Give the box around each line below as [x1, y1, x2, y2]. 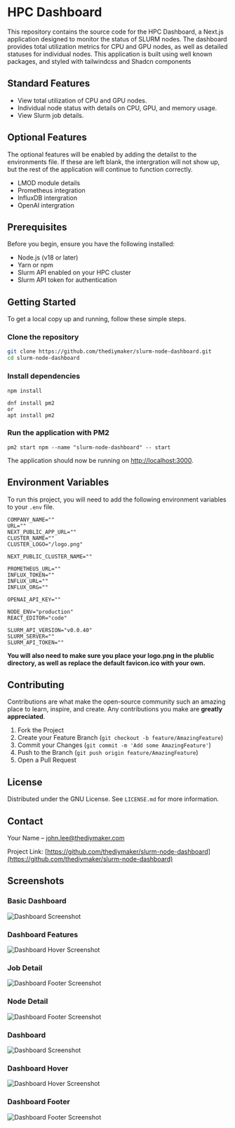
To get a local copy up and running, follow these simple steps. [7, 315, 187, 323]
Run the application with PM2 [7, 428, 110, 438]
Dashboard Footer [7, 1097, 70, 1107]
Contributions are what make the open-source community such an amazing [7, 697, 226, 706]
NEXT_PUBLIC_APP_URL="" [7, 528, 77, 535]
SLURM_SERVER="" [7, 633, 55, 640]
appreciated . [7, 713, 46, 721]
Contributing [7, 679, 65, 691]
